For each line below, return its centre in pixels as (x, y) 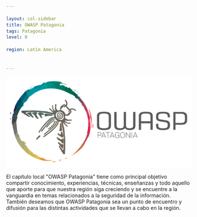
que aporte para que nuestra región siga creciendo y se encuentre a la (92, 189)
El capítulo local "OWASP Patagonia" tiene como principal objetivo (87, 177)
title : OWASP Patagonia (35, 25)
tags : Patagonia (26, 31)
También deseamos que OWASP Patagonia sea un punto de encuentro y (94, 202)
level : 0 (17, 37)
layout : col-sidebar (32, 19)
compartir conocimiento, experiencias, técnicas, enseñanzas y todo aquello (98, 183)
